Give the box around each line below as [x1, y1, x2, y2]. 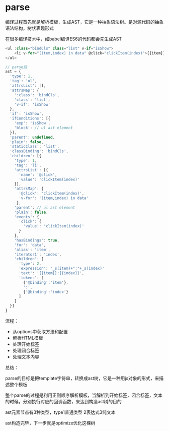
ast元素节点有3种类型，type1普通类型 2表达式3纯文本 [5, 409, 116, 415]
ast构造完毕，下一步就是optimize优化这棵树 [5, 420, 96, 426]
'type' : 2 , [18, 261, 42, 266]
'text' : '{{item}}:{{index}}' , [18, 271, 84, 276]
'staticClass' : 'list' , [10, 144, 59, 149]
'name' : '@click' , [18, 172, 57, 177]
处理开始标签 [12, 341, 39, 347]
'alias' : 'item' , [14, 247, 51, 252]
